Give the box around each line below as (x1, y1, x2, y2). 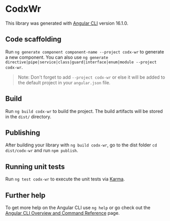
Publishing (5, 128, 40, 137)
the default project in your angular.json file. (17, 79, 111, 85)
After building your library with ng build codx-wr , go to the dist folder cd (5, 142, 157, 148)
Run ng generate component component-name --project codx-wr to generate (5, 48, 164, 54)
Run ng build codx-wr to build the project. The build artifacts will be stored (5, 108, 163, 114)
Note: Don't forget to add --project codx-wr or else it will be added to (17, 74, 165, 80)
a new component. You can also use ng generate (5, 54, 109, 60)
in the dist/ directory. (5, 114, 52, 120)
